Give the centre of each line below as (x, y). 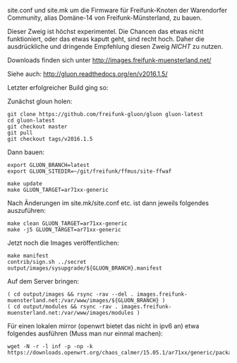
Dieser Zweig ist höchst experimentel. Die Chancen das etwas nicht (105, 31)
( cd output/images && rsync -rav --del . (71, 294)
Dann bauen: (26, 152)
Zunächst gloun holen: (40, 101)
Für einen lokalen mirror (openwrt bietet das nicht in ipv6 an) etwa (103, 326)
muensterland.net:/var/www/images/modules (71, 313)
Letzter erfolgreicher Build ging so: (58, 87)
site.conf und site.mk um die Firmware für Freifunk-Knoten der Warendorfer (117, 10)
